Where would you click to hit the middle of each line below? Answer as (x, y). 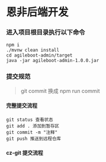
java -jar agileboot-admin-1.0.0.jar (53, 61)
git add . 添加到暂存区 (33, 126)
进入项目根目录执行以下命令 (46, 32)
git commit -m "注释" (32, 132)
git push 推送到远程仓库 (33, 138)
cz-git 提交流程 (25, 152)
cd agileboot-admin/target (39, 55)
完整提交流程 (22, 105)
